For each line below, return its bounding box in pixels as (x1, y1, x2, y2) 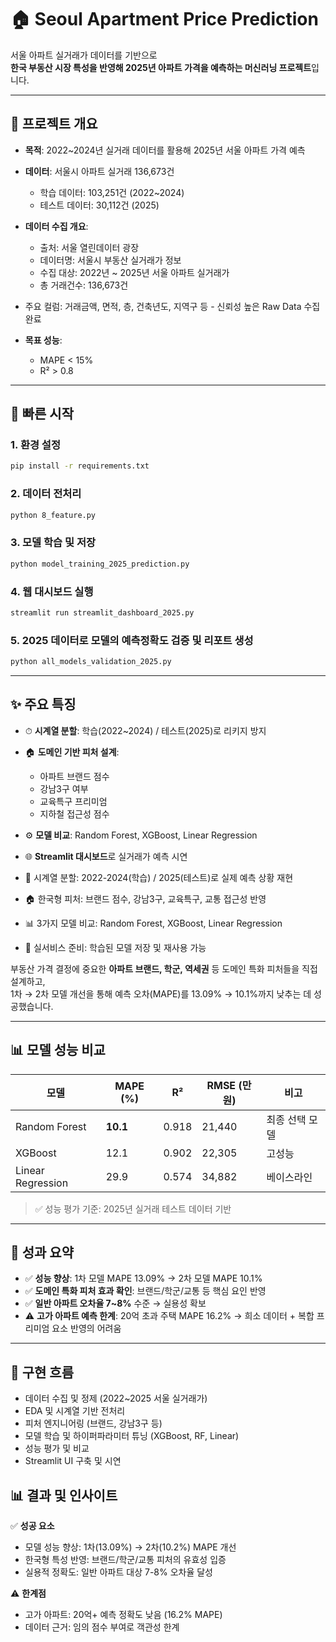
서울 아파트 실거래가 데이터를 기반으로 (10, 49, 158, 61)
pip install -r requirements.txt (10, 461, 150, 471)
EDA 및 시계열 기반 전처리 (24, 1405, 126, 1417)
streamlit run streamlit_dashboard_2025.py (10, 607, 195, 618)
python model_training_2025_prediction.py (10, 559, 190, 569)
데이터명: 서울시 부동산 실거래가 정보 (39, 254, 182, 266)
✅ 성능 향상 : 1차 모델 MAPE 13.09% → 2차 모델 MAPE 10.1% (24, 1272, 263, 1285)
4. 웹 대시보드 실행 (10, 584, 94, 598)
